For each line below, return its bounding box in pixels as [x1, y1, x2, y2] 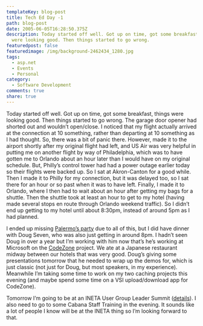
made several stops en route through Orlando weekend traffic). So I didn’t [6, 200, 190, 207]
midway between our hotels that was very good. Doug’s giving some [6, 250, 177, 258]
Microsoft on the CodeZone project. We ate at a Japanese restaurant [6, 244, 178, 251]
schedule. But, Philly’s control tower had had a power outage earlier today [6, 161, 190, 168]
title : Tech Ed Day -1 [6, 15, 63, 21]
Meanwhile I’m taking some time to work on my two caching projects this [6, 270, 188, 277]
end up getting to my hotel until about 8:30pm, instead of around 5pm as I [6, 207, 190, 214]
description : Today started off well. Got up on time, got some [6, 32, 172, 38]
